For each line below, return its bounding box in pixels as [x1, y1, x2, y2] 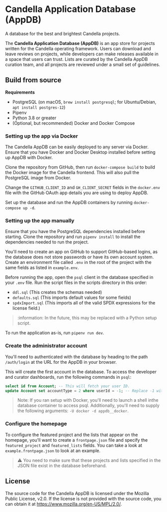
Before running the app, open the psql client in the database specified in [5, 274, 154, 280]
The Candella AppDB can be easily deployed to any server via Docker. [5, 144, 149, 150]
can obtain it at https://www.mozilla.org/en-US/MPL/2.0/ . [5, 501, 122, 507]
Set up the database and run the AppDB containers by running [5, 200, 133, 206]
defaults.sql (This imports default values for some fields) [12, 294, 132, 300]
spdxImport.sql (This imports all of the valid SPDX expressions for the [12, 300, 156, 306]
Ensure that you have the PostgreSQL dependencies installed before [5, 229, 145, 235]
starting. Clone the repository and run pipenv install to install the [5, 234, 141, 240]
